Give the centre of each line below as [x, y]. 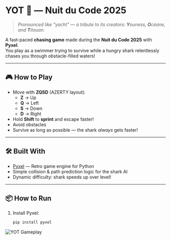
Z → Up [28, 97]
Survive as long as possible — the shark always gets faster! [75, 130]
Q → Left [30, 103]
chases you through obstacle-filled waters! [50, 56]
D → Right [31, 113]
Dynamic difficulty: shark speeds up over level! [62, 177]
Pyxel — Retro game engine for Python [53, 166]
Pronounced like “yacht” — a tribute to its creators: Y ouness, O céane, [91, 24]
